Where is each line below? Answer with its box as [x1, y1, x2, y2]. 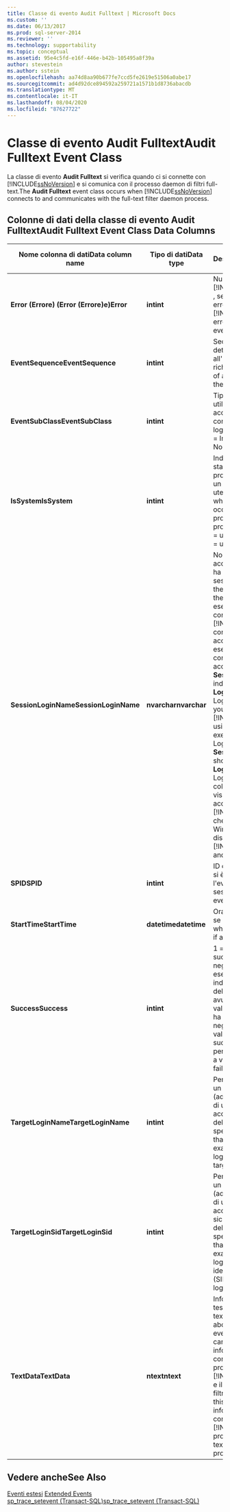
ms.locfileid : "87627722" [7, 106, 81, 112]
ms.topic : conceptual [7, 49, 69, 56]
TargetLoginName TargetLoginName [10, 1117, 130, 1127]
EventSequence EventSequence [10, 358, 116, 368]
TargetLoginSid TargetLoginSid [10, 1227, 113, 1236]
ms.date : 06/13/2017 [7, 23, 66, 29]
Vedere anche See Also [7, 1472, 107, 1483]
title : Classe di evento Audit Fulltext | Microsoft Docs [7, 10, 176, 17]
